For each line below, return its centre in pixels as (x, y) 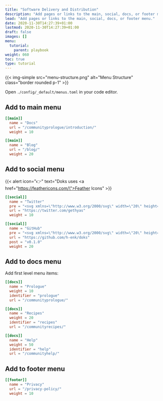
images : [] (16, 37)
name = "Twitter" (27, 202)
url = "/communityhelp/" (34, 354)
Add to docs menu (33, 262)
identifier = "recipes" (33, 322)
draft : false (18, 32)
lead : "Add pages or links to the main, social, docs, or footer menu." (80, 18)
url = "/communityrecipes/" (38, 327)
